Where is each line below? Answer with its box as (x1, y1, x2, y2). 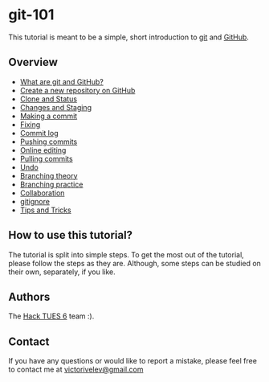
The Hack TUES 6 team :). (8, 311, 95, 321)
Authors (8, 290, 51, 303)
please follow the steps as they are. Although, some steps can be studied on (8, 258, 261, 268)
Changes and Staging (19, 102, 92, 112)
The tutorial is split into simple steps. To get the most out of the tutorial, (8, 249, 245, 259)
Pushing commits (19, 137, 78, 146)
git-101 (8, 6, 55, 24)
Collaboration (19, 187, 65, 198)
